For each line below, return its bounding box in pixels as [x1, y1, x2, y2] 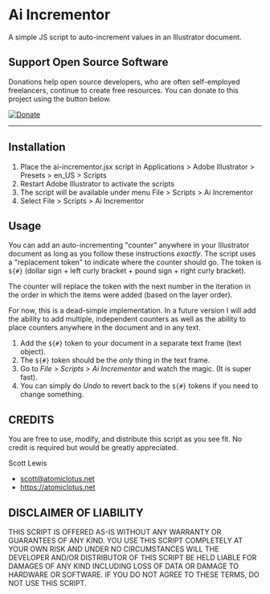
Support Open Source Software [8, 55, 169, 69]
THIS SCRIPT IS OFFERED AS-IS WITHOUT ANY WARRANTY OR [8, 527, 222, 536]
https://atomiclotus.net [19, 482, 96, 492]
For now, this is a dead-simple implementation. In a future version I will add [8, 305, 256, 315]
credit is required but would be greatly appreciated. [8, 443, 178, 453]
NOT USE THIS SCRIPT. [8, 579, 87, 588]
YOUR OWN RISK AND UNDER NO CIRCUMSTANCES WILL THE [8, 544, 219, 554]
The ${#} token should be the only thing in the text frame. [19, 355, 211, 365]
